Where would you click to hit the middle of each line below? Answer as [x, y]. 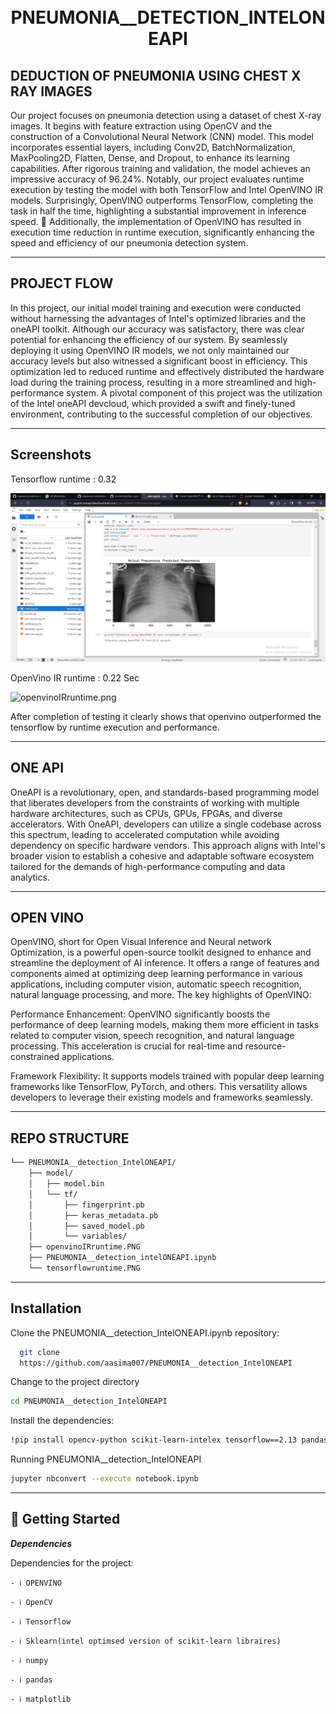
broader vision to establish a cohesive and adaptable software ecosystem [162, 856]
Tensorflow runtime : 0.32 [63, 479]
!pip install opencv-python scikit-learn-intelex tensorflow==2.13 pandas [169, 1440]
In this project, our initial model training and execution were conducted [156, 307]
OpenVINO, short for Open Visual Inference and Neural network [141, 942]
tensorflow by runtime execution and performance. [115, 727]
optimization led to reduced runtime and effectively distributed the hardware [167, 371]
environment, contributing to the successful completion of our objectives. [161, 414]
